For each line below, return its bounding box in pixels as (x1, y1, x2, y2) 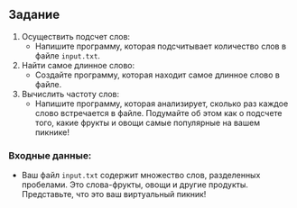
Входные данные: (8, 149, 92, 161)
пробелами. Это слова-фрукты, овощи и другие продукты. (21, 179, 249, 190)
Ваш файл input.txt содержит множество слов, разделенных (21, 170, 261, 181)
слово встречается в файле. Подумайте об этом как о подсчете (34, 107, 283, 118)
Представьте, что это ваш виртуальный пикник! (21, 189, 207, 200)
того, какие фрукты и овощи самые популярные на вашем (34, 117, 261, 128)
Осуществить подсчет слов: (21, 31, 131, 41)
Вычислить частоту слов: (21, 88, 120, 99)
